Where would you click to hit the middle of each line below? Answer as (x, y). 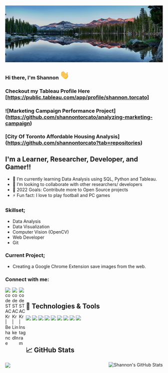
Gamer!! (18, 167)
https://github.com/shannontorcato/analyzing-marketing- (80, 117)
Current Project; (25, 255)
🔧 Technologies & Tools (63, 306)
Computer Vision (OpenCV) (40, 232)
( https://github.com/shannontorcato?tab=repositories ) (74, 143)
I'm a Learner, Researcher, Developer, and (72, 159)
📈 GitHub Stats (50, 350)
